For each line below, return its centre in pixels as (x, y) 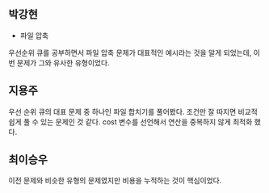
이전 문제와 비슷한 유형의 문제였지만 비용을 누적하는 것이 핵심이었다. (115, 181)
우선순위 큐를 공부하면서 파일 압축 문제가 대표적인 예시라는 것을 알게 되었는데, (130, 52)
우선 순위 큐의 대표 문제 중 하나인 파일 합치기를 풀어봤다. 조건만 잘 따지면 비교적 (133, 111)
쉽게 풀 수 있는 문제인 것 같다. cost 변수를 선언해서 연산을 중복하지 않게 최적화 (130, 122)
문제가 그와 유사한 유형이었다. (63, 62)
